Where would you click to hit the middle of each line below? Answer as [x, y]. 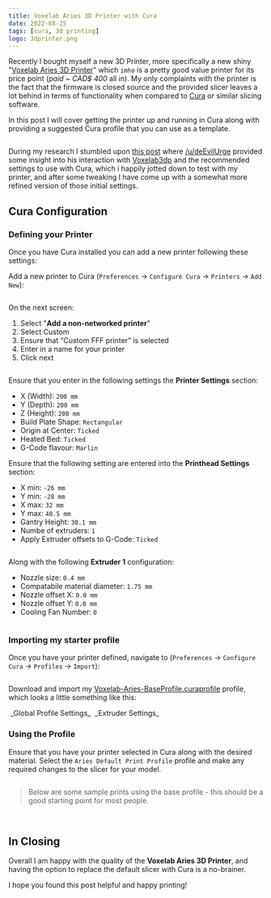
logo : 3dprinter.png [43, 38]
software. [24, 104]
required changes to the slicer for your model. [85, 769]
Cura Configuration [58, 211]
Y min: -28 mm [43, 496]
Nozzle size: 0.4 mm [52, 577]
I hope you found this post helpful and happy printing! [98, 885]
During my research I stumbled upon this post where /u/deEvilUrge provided [135, 151]
